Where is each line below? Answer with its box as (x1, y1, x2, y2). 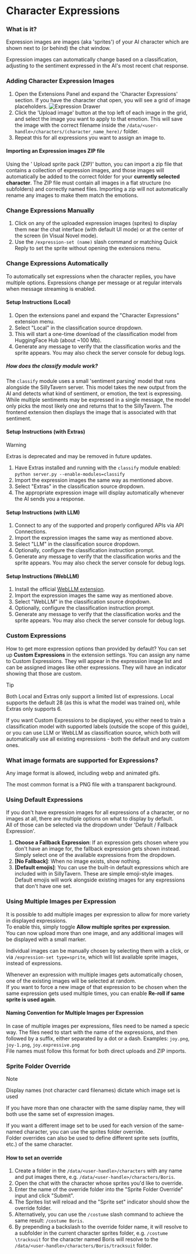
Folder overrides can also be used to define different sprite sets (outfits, (6, 1135, 180, 1142)
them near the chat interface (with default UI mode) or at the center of (14, 226, 184, 233)
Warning (6, 441, 26, 448)
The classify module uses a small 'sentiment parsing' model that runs (6, 377, 176, 384)
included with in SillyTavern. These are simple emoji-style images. (14, 870, 174, 878)
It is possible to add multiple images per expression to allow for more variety (6, 910, 190, 917)
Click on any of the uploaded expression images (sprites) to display (14, 220, 177, 227)
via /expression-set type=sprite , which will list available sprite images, (6, 953, 178, 960)
